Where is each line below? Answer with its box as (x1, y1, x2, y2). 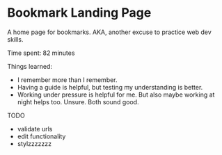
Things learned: (7, 62, 52, 70)
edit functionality (17, 132, 66, 140)
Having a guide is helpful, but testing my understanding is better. (17, 83, 203, 91)
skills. (7, 35, 24, 43)
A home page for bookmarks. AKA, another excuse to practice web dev (7, 28, 212, 36)
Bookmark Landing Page (7, 5, 152, 21)
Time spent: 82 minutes (7, 49, 75, 57)
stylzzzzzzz (17, 139, 52, 147)
